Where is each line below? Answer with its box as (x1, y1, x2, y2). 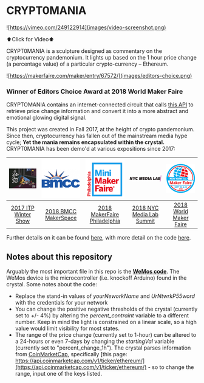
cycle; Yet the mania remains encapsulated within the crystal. (6, 139, 165, 146)
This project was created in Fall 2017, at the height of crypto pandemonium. (6, 126, 195, 133)
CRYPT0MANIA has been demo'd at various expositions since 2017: (6, 145, 175, 153)
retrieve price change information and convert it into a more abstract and (6, 108, 189, 115)
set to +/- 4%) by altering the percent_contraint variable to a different (15, 312, 189, 319)
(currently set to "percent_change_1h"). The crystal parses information (15, 344, 191, 351)
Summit (135, 217, 155, 225)
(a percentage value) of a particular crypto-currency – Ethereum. (6, 60, 169, 67)
